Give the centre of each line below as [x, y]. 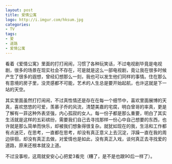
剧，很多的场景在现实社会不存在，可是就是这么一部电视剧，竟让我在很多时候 [86, 70]
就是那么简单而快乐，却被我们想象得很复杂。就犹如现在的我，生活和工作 [86, 126]
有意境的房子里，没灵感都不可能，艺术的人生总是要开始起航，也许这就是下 [84, 83]
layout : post [19, 10]
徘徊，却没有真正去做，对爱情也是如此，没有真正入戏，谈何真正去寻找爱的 [88, 139]
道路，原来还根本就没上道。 [35, 145]
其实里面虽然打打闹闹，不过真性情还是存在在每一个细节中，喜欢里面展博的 [84, 100]
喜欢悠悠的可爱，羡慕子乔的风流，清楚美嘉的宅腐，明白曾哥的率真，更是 [90, 106]
